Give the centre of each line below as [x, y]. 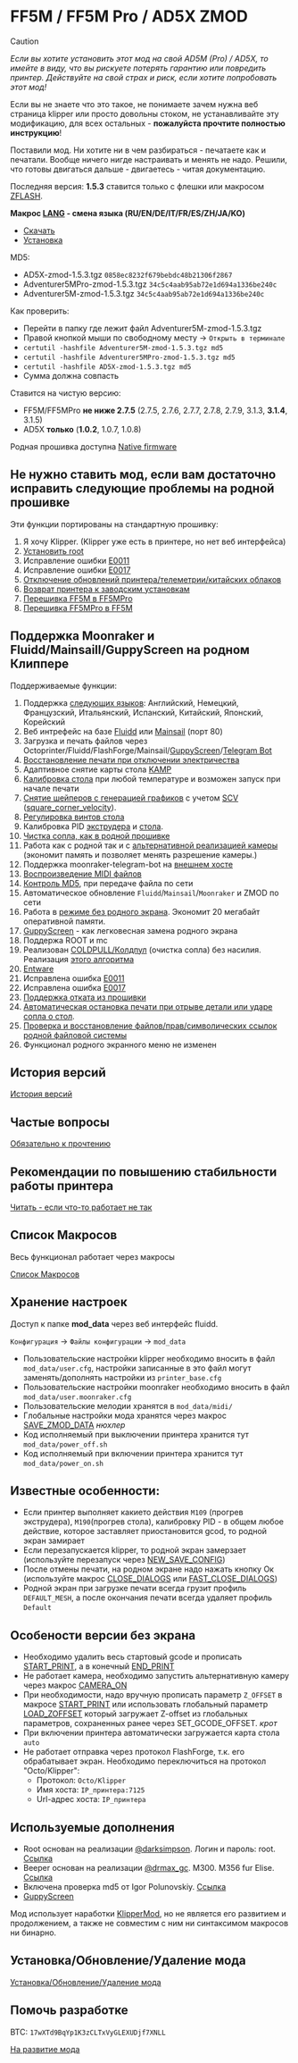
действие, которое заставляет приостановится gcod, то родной [145, 1531]
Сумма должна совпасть [71, 375]
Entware [38, 969]
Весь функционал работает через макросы [92, 1256]
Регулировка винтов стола [74, 817]
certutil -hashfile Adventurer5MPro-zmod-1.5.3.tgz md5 [129, 357]
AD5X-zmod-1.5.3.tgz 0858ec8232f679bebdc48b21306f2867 [128, 274]
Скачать [39, 231]
